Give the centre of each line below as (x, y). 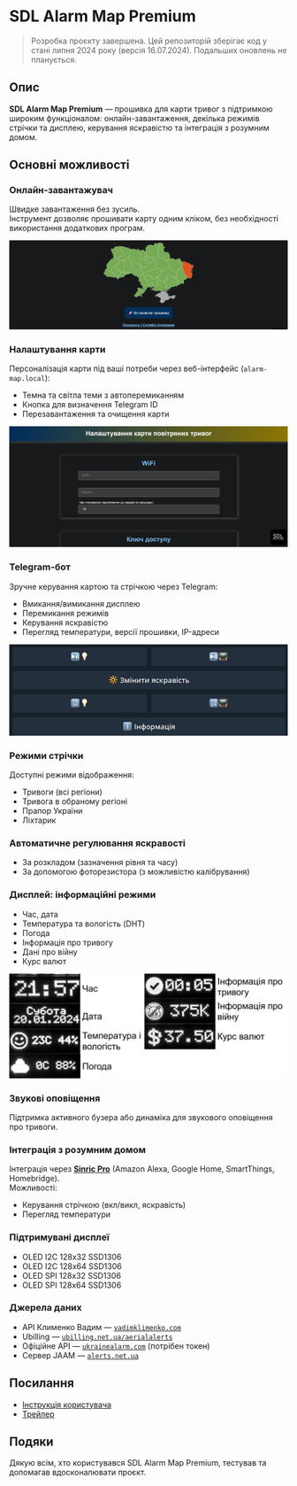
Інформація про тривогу (67, 942)
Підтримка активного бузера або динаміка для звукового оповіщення (141, 1117)
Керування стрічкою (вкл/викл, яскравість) (104, 1205)
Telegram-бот (40, 567)
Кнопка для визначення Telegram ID (90, 405)
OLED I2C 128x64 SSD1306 (72, 1266)
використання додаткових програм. (77, 228)
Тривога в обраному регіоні (75, 801)
